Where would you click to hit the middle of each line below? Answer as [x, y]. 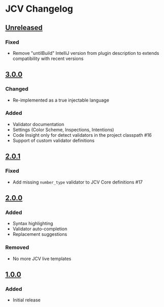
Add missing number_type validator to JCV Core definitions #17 [78, 182]
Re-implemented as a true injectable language [61, 100]
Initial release [26, 300]
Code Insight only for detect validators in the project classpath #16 [82, 135]
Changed [17, 89]
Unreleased [24, 28]
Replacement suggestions [40, 234]
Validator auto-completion [40, 229]
